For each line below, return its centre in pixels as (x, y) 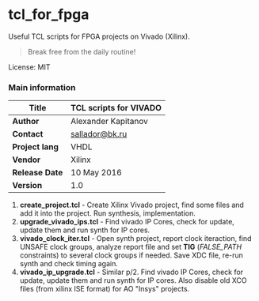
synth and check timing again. (69, 264)
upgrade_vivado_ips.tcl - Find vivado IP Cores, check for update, (127, 222)
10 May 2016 (97, 173)
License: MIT (29, 67)
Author (26, 122)
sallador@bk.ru (99, 134)
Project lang (36, 147)
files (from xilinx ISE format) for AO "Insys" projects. (105, 289)
